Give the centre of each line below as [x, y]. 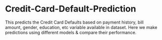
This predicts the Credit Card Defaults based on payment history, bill [74, 22]
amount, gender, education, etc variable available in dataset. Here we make [81, 27]
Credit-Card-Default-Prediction [71, 9]
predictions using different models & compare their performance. [71, 32]
